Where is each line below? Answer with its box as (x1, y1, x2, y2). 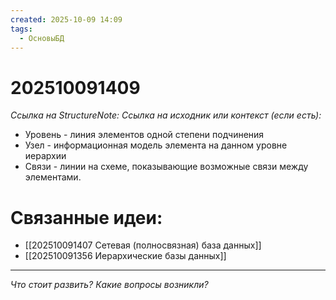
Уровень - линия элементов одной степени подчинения (24, 129, 265, 141)
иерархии (24, 150, 67, 162)
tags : (10, 24, 33, 34)
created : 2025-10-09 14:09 (10, 14, 123, 25)
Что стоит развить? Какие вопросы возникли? (10, 279, 209, 291)
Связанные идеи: (10, 206, 163, 229)
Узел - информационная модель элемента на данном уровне (24, 139, 288, 151)
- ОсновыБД (19, 33, 65, 43)
